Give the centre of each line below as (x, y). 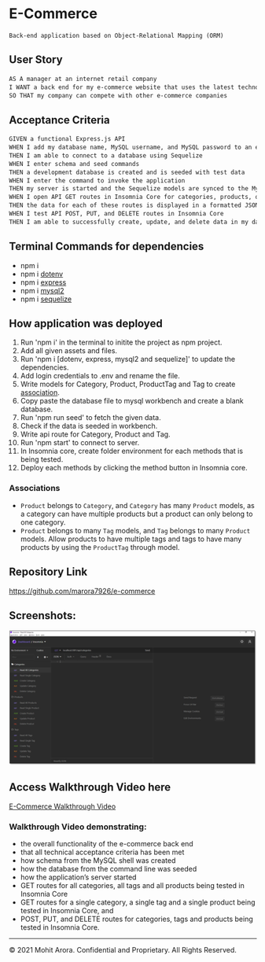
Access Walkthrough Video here (90, 787)
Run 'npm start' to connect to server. (80, 443)
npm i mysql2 (42, 290)
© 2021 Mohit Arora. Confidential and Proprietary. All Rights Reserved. (123, 950)
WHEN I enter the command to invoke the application (97, 181)
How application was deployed (86, 324)
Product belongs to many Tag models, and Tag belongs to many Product (135, 530)
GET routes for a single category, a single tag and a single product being (138, 902)
